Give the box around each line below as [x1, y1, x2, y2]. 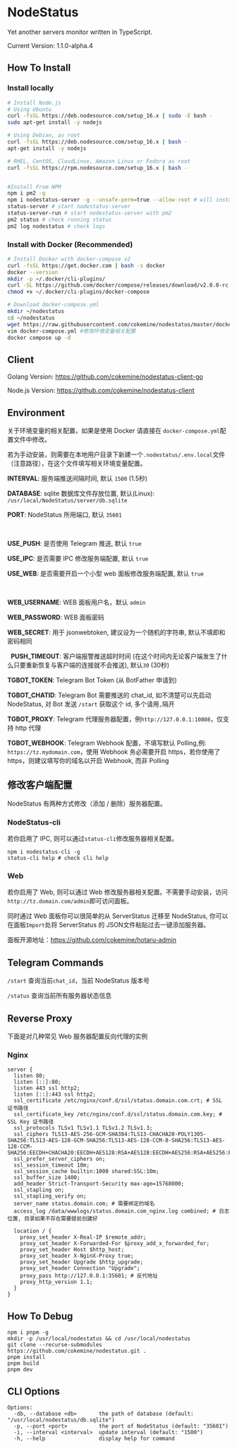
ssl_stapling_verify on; [13, 1193, 87, 1200]
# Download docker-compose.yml [7, 302, 99, 309]
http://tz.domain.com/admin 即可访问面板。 [7, 897, 133, 905]
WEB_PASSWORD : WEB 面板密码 [7, 613, 104, 622]
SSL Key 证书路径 [7, 1118, 54, 1126]
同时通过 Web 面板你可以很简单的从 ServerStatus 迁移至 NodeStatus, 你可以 [7, 912, 229, 920]
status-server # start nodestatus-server [7, 203, 131, 210]
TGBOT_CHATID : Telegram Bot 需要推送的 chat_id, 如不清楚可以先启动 [7, 691, 212, 699]
